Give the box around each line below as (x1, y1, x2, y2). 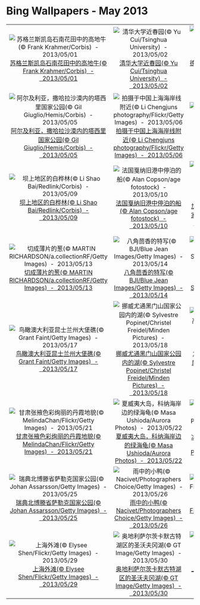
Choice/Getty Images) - (114, 514, 183, 522)
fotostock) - (130, 214, 167, 222)
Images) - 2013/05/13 (24, 283, 93, 291)
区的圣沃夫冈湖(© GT (118, 573, 179, 582)
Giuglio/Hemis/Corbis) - (23, 143, 93, 151)
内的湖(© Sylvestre (121, 358, 176, 367)
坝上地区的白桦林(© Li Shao (19, 198, 98, 206)
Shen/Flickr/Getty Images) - (18, 572, 99, 581)
